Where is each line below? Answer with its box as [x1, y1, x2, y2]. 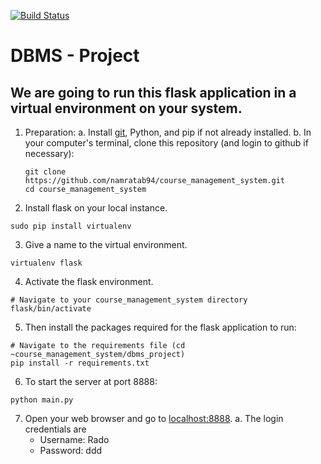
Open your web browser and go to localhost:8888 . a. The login [24, 413, 284, 424]
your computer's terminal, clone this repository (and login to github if [24, 137, 309, 149]
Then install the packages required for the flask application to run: [24, 321, 297, 333]
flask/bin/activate [10, 304, 92, 314]
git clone [24, 167, 67, 177]
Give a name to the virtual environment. [24, 239, 188, 250]
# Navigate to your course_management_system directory [10, 295, 248, 305]
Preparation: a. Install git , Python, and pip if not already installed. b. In [24, 126, 312, 138]
